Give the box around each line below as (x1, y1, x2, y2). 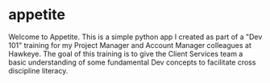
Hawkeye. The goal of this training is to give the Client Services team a (8, 49, 243, 58)
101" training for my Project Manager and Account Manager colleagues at (8, 40, 252, 49)
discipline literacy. (8, 65, 69, 75)
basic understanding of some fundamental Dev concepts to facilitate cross (8, 57, 256, 67)
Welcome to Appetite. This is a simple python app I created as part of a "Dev (8, 32, 263, 41)
